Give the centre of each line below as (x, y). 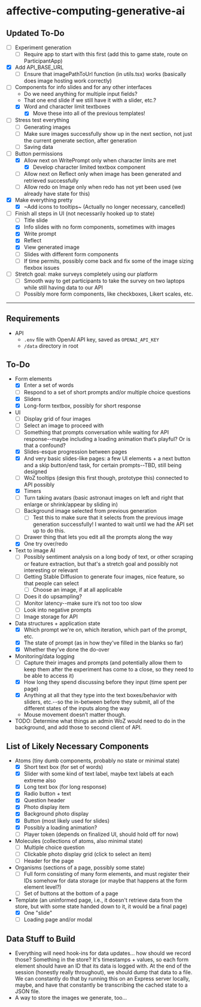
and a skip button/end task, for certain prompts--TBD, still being (103, 465)
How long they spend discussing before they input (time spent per (105, 682)
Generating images (47, 127)
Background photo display (56, 814)
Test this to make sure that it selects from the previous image (108, 518)
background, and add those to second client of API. (78, 728)
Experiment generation (43, 47)
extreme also (40, 781)
